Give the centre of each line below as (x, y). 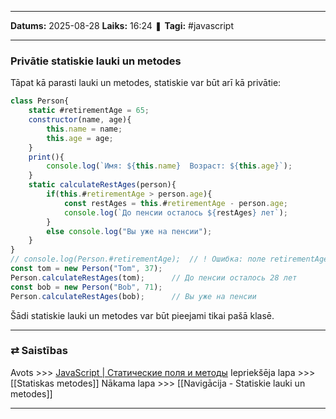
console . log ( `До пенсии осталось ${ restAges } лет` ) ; (175, 212)
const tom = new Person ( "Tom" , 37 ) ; (86, 269)
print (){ (46, 157)
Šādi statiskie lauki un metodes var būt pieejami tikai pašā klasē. (142, 315)
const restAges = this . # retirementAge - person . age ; (175, 203)
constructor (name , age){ (80, 120)
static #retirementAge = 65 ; (89, 111)
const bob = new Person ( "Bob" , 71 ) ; (86, 287)
